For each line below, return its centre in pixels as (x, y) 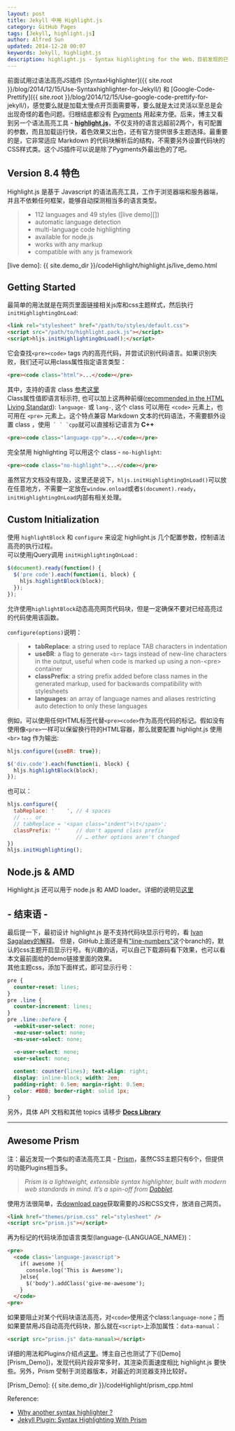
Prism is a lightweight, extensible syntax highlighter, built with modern (125, 1181)
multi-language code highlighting (83, 229)
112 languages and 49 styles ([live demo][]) (97, 214)
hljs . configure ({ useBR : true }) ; (54, 751)
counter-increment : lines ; (53, 1007)
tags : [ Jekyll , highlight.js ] (51, 33)
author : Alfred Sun (36, 40)
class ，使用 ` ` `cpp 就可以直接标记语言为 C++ (85, 424)
